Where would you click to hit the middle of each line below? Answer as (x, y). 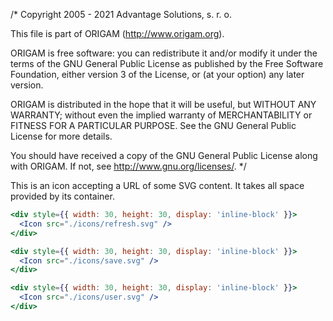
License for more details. (61, 136)
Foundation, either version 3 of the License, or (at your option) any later (157, 74)
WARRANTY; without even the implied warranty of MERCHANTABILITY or (161, 115)
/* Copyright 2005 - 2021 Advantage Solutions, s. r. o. (121, 14)
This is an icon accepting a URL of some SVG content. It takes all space (157, 185)
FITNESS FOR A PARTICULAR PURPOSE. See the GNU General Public (153, 125)
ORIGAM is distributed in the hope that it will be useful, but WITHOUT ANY (163, 104)
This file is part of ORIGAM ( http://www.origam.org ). (117, 33)
